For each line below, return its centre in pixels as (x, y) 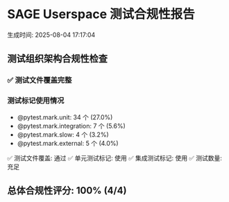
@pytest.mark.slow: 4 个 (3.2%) (63, 134)
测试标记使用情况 (36, 101)
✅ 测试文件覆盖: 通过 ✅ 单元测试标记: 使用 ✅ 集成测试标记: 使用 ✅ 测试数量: (114, 158)
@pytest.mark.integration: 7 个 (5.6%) (71, 126)
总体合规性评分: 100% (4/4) (67, 191)
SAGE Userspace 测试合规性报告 (101, 14)
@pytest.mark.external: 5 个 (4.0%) (68, 143)
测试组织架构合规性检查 (57, 59)
